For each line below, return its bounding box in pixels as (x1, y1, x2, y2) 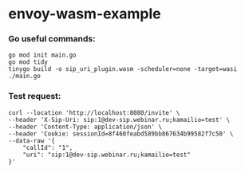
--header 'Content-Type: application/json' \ (8, 123, 162, 131)
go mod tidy (8, 58, 48, 66)
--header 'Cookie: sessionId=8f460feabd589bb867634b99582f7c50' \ (8, 129, 234, 138)
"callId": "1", (22, 144, 73, 151)
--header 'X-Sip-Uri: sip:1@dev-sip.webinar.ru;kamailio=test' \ (8, 116, 230, 124)
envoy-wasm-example (8, 5, 161, 23)
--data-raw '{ (8, 136, 56, 144)
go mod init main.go (8, 51, 77, 60)
